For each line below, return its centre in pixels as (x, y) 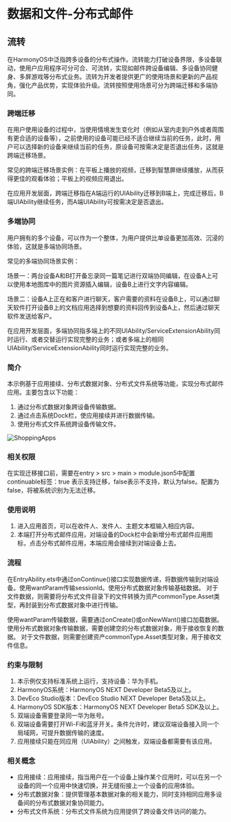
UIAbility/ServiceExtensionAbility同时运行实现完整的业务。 (90, 347)
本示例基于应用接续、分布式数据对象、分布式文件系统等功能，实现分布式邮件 (115, 383)
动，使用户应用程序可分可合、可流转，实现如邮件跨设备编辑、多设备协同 (109, 68)
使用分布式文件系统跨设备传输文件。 (68, 424)
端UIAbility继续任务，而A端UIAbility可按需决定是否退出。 (87, 202)
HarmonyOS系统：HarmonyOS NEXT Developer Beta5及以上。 (106, 690)
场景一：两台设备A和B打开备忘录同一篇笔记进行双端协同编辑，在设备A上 (110, 275)
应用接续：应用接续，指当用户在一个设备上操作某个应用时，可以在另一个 (119, 777)
